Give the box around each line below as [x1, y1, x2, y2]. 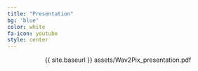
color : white [7, 23, 46, 30]
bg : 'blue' [7, 17, 39, 24]
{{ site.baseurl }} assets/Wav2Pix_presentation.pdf [44, 56, 192, 64]
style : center [7, 37, 49, 44]
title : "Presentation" [7, 10, 74, 18]
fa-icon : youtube [7, 30, 58, 37]
